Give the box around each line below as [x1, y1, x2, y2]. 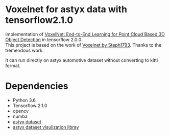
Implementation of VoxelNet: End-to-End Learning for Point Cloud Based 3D [5, 31, 165, 37]
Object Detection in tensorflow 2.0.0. [5, 37, 83, 43]
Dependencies [5, 80, 68, 92]
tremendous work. [5, 47, 44, 53]
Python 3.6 [12, 97, 36, 103]
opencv [12, 108, 29, 114]
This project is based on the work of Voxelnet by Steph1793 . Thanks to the [5, 42, 162, 48]
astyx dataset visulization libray [12, 124, 79, 130]
